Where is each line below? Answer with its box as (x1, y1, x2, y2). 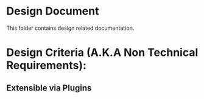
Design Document (6, 4, 99, 18)
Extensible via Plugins (6, 83, 92, 93)
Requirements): (6, 59, 87, 72)
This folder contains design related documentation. (6, 24, 135, 32)
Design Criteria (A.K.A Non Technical (6, 46, 199, 60)
